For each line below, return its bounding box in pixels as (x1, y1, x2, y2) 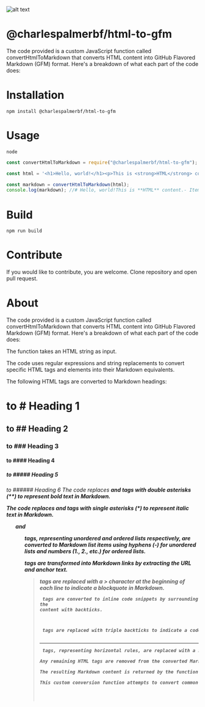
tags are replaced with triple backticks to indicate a (42, 628, 187, 634)
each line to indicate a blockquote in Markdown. (39, 584, 165, 592)
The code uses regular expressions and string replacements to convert (6, 360, 185, 367)
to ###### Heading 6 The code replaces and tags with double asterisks (6, 486, 191, 494)
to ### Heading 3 (6, 441, 59, 450)
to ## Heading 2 (6, 423, 68, 433)
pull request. (6, 275, 38, 282)
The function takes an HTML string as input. (6, 348, 117, 355)
